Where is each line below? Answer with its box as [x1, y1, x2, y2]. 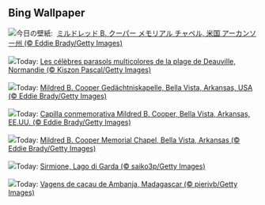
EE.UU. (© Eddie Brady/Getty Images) [8, 117, 132, 127]
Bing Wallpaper [8, 6, 85, 20]
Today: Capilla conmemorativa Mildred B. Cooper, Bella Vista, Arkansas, [16, 108, 251, 118]
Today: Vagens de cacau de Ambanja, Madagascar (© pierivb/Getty [16, 179, 238, 188]
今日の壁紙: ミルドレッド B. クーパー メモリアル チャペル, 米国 [16, 28, 221, 38]
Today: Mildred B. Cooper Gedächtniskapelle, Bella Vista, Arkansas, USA [16, 82, 253, 92]
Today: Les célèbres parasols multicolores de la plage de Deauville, [16, 56, 236, 66]
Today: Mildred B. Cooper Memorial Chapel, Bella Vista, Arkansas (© [16, 135, 240, 145]
